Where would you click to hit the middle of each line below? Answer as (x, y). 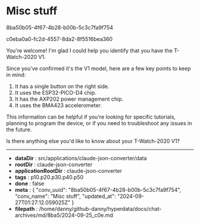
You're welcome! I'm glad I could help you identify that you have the (89, 50)
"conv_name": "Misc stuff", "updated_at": (65, 196)
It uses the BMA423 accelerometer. (58, 105)
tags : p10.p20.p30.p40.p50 (49, 177)
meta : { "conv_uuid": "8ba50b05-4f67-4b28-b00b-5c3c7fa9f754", (98, 189)
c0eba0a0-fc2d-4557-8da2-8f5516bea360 (60, 39)
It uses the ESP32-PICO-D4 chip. (55, 92)
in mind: (16, 74)
